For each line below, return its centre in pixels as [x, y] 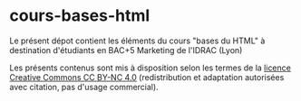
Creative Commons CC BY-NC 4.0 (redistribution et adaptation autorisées [147, 77]
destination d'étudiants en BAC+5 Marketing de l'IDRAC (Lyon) [126, 50]
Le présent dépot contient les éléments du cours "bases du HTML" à [137, 41]
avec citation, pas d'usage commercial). [84, 87]
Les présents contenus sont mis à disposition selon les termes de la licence [150, 68]
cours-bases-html [80, 16]
